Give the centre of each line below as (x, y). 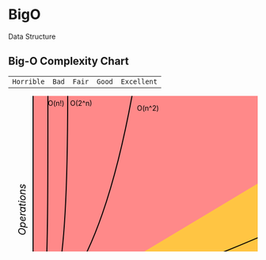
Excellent (139, 81)
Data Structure (32, 36)
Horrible (28, 81)
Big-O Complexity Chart (68, 61)
